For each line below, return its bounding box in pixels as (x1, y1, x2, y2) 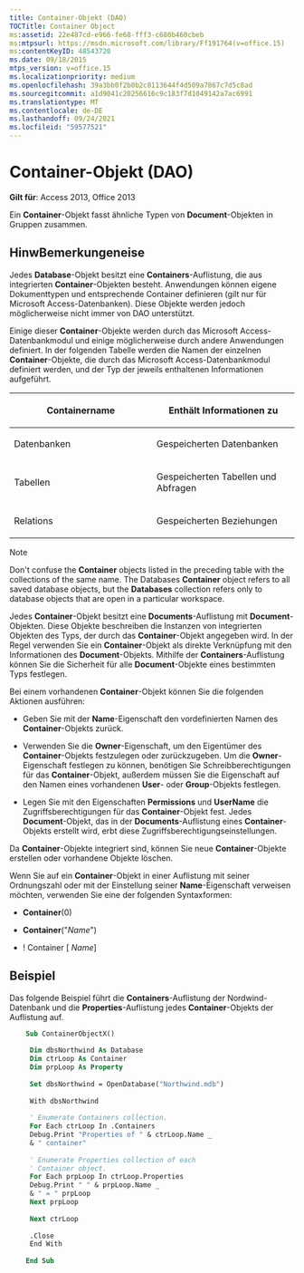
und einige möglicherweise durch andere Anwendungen (75, 334, 285, 345)
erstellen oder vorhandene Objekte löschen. (9, 853, 174, 863)
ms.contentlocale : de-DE (9, 106, 103, 115)
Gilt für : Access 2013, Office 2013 (9, 191, 136, 202)
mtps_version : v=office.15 (9, 64, 111, 73)
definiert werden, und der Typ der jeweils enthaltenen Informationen (9, 363, 264, 374)
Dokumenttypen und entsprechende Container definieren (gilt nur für (9, 288, 267, 299)
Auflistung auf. (9, 1011, 64, 1022)
